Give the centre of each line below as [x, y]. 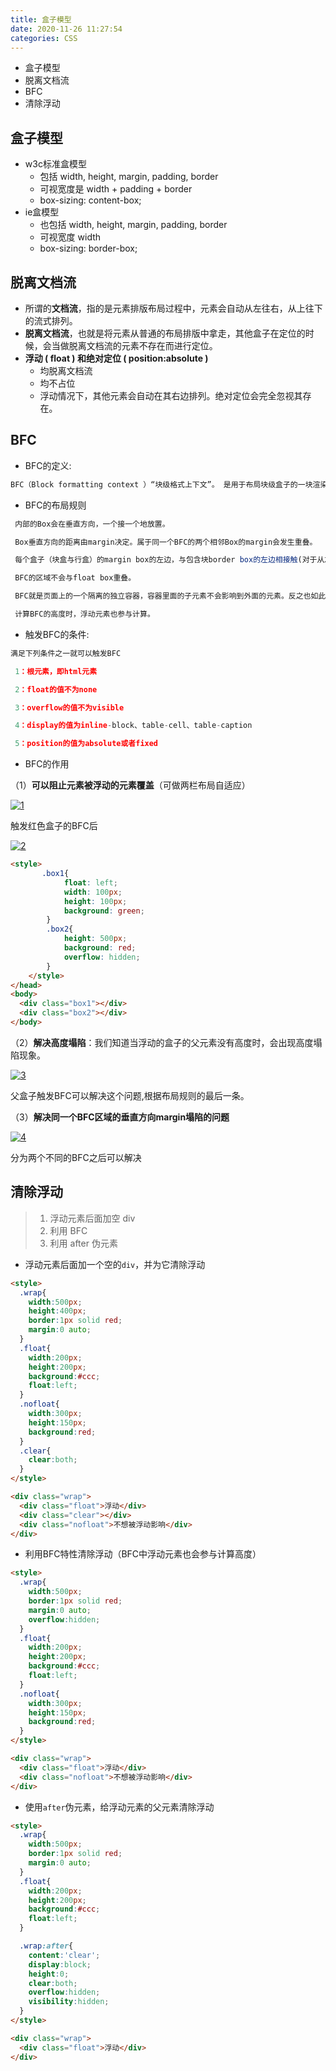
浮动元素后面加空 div [92, 1218]
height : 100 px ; [95, 901]
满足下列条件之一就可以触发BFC [66, 653]
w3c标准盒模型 [55, 164]
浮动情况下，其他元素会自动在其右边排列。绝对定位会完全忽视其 [171, 395]
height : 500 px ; [95, 939]
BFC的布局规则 [55, 505]
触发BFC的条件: [57, 634]
